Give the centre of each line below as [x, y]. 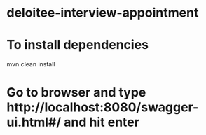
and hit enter [101, 122]
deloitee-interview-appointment [103, 13]
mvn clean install [31, 64]
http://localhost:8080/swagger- [103, 107]
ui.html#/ [34, 122]
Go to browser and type [76, 93]
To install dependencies [77, 45]
